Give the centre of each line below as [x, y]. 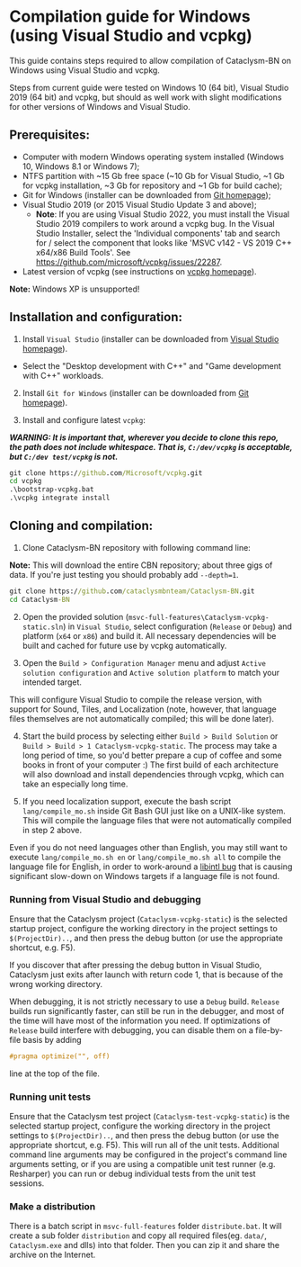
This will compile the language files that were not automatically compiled [157, 820]
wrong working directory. [56, 984]
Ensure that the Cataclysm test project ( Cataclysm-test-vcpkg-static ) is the [150, 1117]
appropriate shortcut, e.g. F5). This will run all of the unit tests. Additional [145, 1146]
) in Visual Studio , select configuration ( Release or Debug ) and [177, 626]
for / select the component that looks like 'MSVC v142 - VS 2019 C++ [164, 243]
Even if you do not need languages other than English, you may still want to [148, 847]
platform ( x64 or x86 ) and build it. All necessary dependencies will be [149, 635]
